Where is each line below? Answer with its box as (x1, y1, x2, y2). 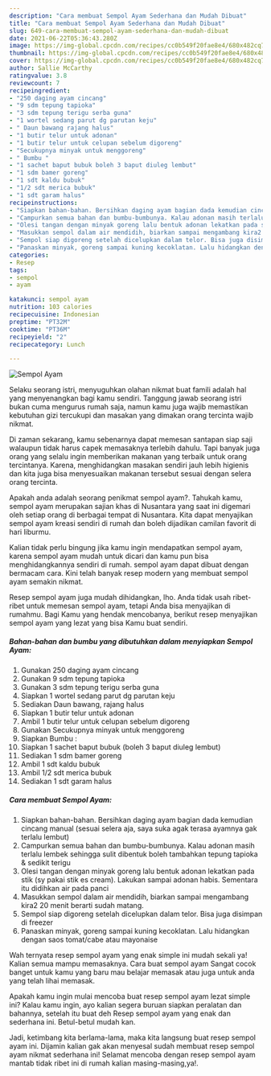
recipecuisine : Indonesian (9, 310, 100, 318)
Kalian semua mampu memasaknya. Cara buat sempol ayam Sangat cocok (9, 959, 257, 969)
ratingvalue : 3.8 (9, 72, 68, 80)
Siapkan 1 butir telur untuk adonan (20, 708, 134, 718)
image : (9, 42, 31, 50)
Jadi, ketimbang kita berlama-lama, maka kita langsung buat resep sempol (9, 1033, 257, 1042)
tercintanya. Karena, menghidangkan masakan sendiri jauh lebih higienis (9, 460, 249, 470)
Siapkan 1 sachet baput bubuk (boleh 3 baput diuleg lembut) (20, 742, 221, 752)
